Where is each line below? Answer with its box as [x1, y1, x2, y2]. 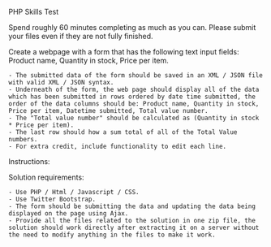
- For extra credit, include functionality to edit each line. [8, 142, 227, 150]
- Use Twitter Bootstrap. [8, 195, 96, 203]
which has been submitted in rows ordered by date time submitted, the [8, 93, 256, 101]
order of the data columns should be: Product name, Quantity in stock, [8, 100, 260, 108]
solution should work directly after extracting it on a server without [8, 223, 260, 232]
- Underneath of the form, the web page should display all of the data [8, 85, 260, 93]
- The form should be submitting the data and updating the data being [8, 202, 256, 210]
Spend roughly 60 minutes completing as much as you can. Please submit [8, 23, 256, 32]
